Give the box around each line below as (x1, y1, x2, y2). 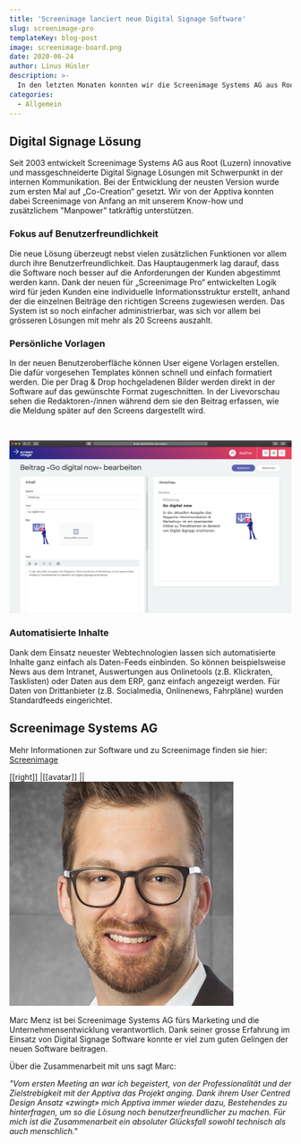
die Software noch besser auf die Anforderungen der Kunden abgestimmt (9, 267, 281, 278)
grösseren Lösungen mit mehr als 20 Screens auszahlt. (9, 315, 213, 325)
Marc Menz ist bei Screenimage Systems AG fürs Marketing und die (9, 1014, 260, 1026)
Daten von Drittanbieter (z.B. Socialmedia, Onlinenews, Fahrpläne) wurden (9, 685, 284, 696)
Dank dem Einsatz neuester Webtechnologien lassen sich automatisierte (9, 646, 276, 658)
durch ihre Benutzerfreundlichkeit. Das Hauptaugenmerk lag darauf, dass (9, 257, 279, 268)
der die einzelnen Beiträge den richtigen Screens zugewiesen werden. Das (9, 296, 285, 307)
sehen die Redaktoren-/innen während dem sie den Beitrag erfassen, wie (9, 395, 279, 406)
